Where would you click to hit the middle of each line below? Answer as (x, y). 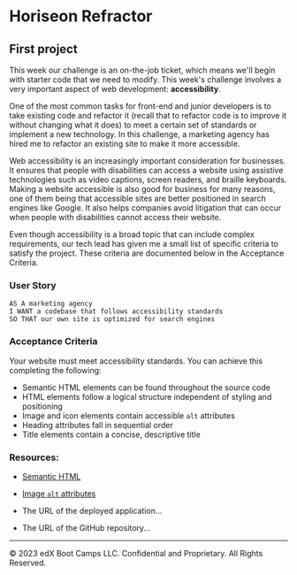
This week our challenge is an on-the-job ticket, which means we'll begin (142, 70)
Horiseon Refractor (81, 16)
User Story (33, 285)
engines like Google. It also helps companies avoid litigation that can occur (145, 208)
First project (43, 49)
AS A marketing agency (51, 304)
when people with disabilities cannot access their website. (115, 217)
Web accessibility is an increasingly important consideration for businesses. (147, 161)
